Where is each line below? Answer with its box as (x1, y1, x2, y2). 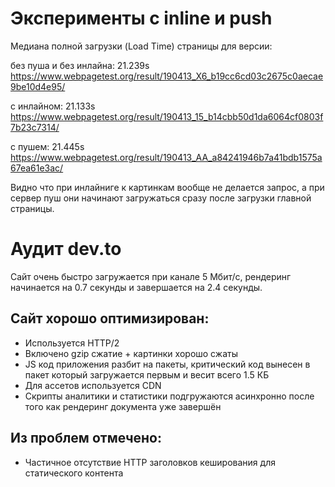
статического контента (24, 467, 124, 479)
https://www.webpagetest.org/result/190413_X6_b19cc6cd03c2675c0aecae (10, 70, 324, 82)
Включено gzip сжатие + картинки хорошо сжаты (24, 347, 238, 359)
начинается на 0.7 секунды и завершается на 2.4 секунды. (10, 281, 263, 293)
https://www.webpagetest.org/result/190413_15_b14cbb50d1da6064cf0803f (10, 110, 324, 122)
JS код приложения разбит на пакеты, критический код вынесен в (24, 358, 311, 370)
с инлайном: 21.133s (10, 100, 96, 112)
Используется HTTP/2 (24, 337, 120, 349)
